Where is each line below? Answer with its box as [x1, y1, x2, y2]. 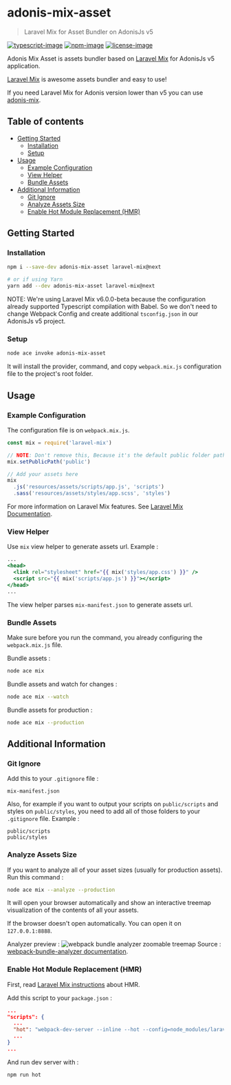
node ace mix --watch [7, 693, 69, 700]
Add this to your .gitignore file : [7, 775, 99, 783]
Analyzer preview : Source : [7, 940, 221, 948]
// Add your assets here [7, 470, 78, 477]
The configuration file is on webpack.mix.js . [7, 426, 130, 434]
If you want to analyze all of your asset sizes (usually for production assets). [7, 866, 223, 874]
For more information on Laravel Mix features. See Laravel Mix [7, 502, 184, 511]
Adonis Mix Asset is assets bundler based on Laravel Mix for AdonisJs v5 [7, 54, 215, 63]
